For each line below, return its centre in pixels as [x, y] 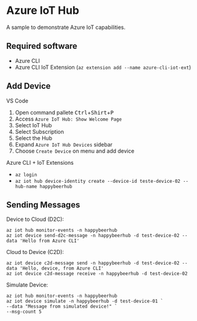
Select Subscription [40, 132]
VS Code [17, 101]
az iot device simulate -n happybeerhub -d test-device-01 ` [85, 301]
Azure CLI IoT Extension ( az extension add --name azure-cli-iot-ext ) [103, 67]
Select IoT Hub [34, 125]
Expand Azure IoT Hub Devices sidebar [64, 144]
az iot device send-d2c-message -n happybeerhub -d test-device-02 [93, 236]
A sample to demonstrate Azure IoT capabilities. [66, 27]
